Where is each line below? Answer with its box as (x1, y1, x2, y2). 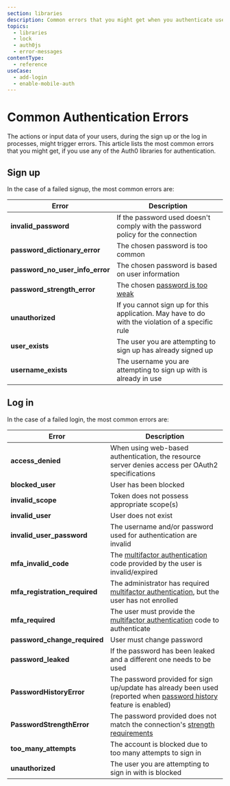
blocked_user (10, 480, 56, 489)
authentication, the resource (110, 452, 201, 461)
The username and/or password (110, 521, 214, 531)
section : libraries (7, 10, 63, 17)
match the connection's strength (110, 720, 215, 729)
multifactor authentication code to (110, 615, 220, 624)
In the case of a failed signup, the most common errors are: (7, 185, 175, 193)
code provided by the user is (110, 558, 203, 568)
